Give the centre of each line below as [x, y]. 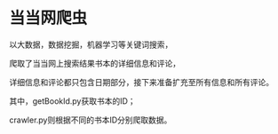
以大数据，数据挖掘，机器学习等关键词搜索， [91, 44]
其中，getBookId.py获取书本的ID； [72, 101]
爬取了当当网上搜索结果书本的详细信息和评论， [95, 63]
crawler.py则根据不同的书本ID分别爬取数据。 [91, 120]
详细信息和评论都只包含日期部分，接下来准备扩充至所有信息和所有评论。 [141, 82]
